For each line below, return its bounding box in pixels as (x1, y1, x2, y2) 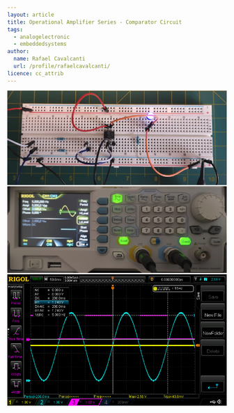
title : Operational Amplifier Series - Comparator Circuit (7, 18, 182, 26)
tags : (7, 26, 23, 33)
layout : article (7, 11, 54, 18)
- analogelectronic (13, 33, 70, 40)
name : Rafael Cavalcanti (13, 56, 86, 63)
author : (7, 48, 30, 55)
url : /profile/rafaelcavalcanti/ (13, 63, 111, 70)
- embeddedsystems (13, 40, 68, 48)
